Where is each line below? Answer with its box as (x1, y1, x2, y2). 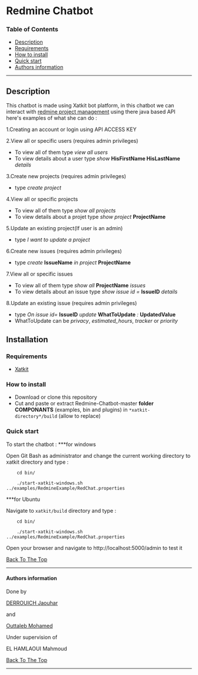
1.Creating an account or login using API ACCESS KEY (6, 126, 137, 133)
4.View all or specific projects (6, 196, 78, 203)
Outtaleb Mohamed (6, 622, 53, 629)
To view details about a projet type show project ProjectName (14, 214, 166, 221)
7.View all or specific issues (6, 270, 73, 278)
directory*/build (14, 414, 58, 420)
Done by (6, 588, 27, 595)
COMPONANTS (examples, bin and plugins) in (14, 406, 128, 414)
